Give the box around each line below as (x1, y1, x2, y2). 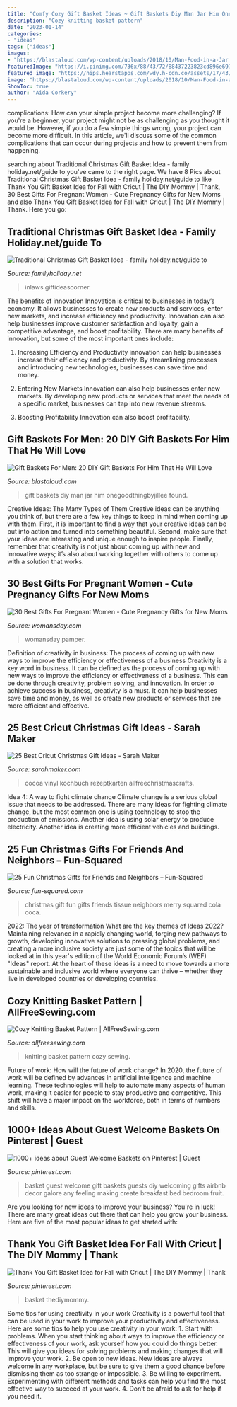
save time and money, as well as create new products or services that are (7, 694, 221, 702)
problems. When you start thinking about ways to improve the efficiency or (7, 1331, 224, 1340)
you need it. (7, 1391, 42, 1400)
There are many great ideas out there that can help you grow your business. (7, 1210, 229, 1218)
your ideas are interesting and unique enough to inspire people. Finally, (7, 534, 214, 543)
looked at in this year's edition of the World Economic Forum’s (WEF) (7, 952, 207, 960)
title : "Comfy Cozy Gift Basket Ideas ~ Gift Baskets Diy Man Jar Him (7, 10, 219, 18)
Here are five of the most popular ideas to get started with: (7, 1217, 178, 1226)
